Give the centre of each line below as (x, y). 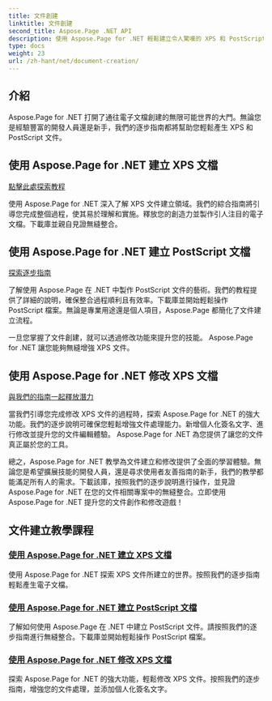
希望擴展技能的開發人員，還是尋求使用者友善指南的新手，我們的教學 (143, 472)
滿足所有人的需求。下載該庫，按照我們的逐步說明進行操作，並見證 (125, 482)
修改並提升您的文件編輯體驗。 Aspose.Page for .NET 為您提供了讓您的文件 (139, 434)
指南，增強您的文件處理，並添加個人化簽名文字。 (90, 689)
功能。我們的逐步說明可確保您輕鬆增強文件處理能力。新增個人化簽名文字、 (132, 424)
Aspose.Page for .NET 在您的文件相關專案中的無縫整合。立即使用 (117, 492)
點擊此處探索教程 (37, 186)
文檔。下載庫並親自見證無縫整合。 (65, 224)
